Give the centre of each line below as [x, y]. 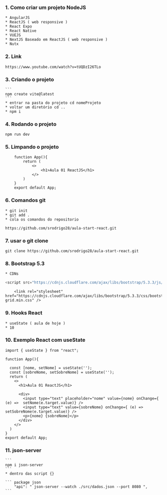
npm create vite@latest [30, 94]
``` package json [23, 483]
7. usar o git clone [27, 241]
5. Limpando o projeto [32, 147]
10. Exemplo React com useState [45, 340]
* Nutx [12, 44]
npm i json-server [24, 465]
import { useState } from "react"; [42, 350]
